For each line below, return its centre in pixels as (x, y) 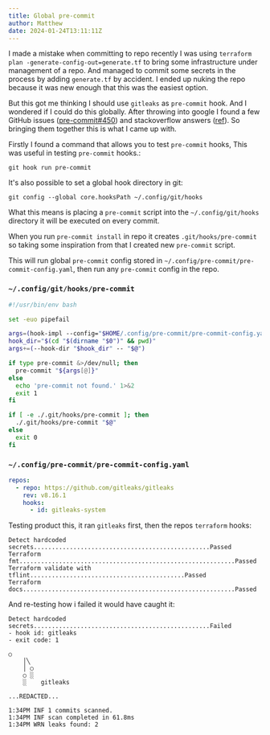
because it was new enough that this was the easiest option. (108, 88)
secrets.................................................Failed (120, 626)
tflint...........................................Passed (107, 576)
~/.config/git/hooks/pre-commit (72, 289)
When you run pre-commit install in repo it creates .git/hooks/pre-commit (133, 236)
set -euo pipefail (39, 319)
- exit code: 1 (34, 640)
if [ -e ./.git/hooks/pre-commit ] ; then (79, 415)
